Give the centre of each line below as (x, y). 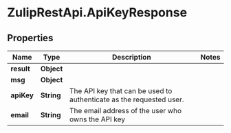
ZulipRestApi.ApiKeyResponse (97, 13)
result (21, 69)
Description (132, 57)
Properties (30, 38)
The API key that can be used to (121, 91)
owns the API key (98, 119)
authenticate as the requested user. (127, 99)
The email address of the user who (126, 111)
